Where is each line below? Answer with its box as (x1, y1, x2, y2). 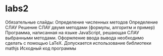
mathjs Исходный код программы (5, 45, 77, 51)
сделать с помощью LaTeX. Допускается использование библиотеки (5, 40, 152, 46)
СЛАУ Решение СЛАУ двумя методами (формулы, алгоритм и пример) (5, 24, 155, 30)
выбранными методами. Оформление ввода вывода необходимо (5, 35, 144, 41)
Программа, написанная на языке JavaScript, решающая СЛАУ (5, 29, 140, 35)
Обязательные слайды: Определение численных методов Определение (5, 19, 158, 25)
